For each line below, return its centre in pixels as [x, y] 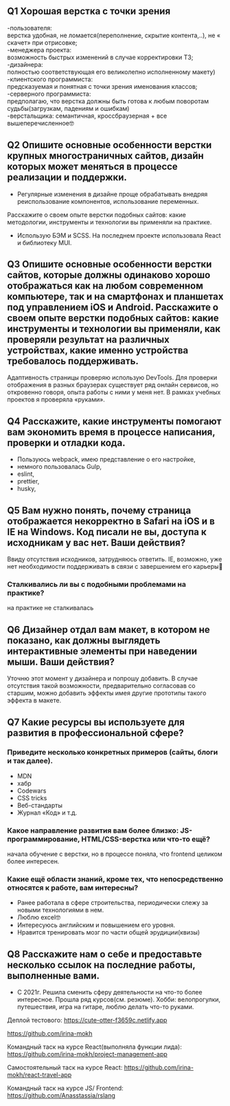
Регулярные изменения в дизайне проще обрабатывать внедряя [112, 194]
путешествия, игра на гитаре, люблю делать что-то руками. [105, 1007]
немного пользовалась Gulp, [59, 467]
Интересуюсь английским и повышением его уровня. [96, 925]
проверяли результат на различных [88, 340]
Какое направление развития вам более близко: [93, 831]
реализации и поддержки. [67, 177]
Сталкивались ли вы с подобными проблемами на [97, 584]
